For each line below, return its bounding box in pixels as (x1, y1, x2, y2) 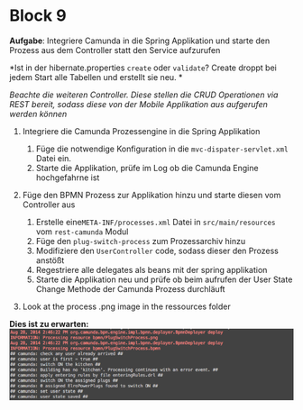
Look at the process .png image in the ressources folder (22, 301, 232, 312)
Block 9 (9, 5, 67, 26)
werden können (9, 108, 68, 119)
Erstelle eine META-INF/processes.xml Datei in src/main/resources (35, 216, 276, 227)
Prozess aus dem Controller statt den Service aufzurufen (9, 44, 221, 55)
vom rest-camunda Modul (35, 226, 129, 237)
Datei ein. (35, 152, 72, 163)
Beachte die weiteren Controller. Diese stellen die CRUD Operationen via (9, 89, 279, 100)
